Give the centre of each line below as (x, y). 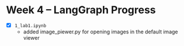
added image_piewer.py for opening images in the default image (100, 32)
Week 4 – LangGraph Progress (81, 10)
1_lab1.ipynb (30, 26)
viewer (31, 37)
